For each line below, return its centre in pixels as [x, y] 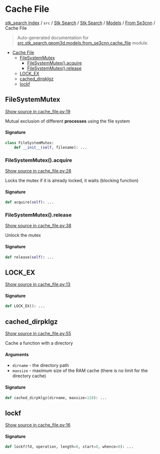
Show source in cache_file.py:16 [38, 425]
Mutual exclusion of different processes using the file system [67, 121]
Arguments [17, 354]
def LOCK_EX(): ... [25, 306]
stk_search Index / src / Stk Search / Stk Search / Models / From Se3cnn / [80, 23]
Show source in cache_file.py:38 [38, 226]
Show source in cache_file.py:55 [38, 334]
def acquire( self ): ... [30, 202]
